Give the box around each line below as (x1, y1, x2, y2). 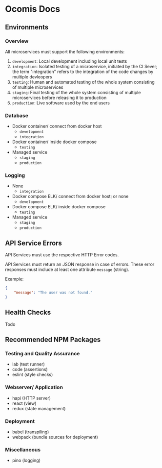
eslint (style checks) (12, 371, 53, 378)
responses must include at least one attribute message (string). (5, 267, 129, 272)
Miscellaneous (5, 446, 40, 453)
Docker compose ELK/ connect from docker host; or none (12, 194, 129, 199)
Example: (5, 276, 24, 282)
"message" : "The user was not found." (14, 290, 93, 295)
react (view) (12, 400, 37, 406)
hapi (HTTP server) (12, 395, 51, 401)
